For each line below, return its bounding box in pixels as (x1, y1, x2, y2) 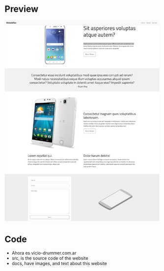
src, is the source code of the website (11, 255, 88, 261)
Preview (4, 3, 39, 15)
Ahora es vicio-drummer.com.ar (11, 250, 77, 256)
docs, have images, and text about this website (11, 260, 108, 266)
